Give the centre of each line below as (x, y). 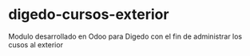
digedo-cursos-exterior (89, 15)
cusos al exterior (36, 44)
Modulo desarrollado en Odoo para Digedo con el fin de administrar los (125, 36)
